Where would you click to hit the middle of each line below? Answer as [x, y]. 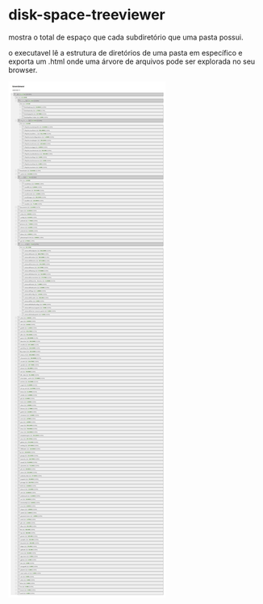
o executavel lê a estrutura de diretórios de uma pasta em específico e [125, 52]
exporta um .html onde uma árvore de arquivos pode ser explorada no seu [132, 61]
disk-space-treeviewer [87, 15]
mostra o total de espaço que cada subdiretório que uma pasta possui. [126, 37]
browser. [23, 69]
